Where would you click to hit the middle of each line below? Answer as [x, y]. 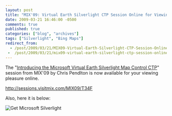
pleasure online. [22, 78]
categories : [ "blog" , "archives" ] [42, 34]
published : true [23, 29]
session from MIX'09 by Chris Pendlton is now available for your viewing [82, 73]
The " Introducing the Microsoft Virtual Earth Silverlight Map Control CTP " [82, 67]
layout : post [19, 10]
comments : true [21, 24]
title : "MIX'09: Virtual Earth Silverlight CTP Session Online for [79, 15]
